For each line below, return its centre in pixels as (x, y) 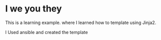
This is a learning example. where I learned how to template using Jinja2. (81, 22)
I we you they (33, 9)
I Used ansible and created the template (47, 32)
